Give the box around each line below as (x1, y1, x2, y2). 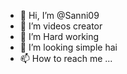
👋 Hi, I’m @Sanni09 (19, 10, 100, 21)
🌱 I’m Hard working (19, 31, 100, 42)
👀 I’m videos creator (19, 20, 103, 32)
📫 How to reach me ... (19, 53, 113, 64)
